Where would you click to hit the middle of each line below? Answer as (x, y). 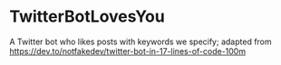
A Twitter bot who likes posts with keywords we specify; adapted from (140, 42)
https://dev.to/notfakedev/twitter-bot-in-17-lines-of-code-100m (128, 51)
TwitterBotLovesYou (87, 17)
